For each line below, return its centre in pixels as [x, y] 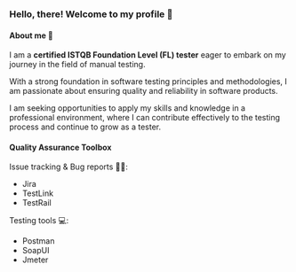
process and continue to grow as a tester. [85, 127]
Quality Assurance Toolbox [60, 147]
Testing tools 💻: [39, 221]
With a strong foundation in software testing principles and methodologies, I [148, 82]
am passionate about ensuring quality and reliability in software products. [144, 91]
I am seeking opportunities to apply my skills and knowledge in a [128, 108]
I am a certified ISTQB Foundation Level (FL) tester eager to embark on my [148, 55]
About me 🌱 [31, 35]
